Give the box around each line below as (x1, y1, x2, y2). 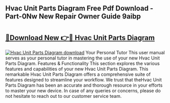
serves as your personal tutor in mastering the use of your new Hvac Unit (5, 55, 160, 61)
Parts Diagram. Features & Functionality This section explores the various (5, 60, 160, 66)
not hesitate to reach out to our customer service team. (5, 93, 122, 99)
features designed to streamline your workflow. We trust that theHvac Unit (5, 77, 162, 83)
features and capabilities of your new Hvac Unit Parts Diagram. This (5, 66, 148, 72)
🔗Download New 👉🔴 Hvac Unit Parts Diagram (5, 33, 155, 42)
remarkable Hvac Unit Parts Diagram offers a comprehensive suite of (5, 71, 151, 77)
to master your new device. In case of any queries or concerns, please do (5, 88, 161, 94)
